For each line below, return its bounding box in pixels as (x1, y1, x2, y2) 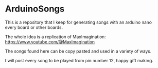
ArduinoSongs (5, 3, 65, 14)
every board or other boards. (5, 24, 63, 30)
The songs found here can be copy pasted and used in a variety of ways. (5, 48, 152, 54)
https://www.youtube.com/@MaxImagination (5, 39, 95, 44)
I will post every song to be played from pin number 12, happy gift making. (5, 57, 154, 63)
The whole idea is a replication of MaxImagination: (5, 34, 106, 40)
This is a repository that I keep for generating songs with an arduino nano (5, 19, 152, 25)
